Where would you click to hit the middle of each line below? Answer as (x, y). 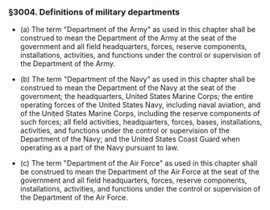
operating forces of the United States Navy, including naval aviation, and (140, 105)
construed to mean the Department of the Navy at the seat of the (128, 88)
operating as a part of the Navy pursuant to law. (99, 148)
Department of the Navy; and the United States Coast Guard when (130, 139)
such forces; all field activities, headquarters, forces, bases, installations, (141, 122)
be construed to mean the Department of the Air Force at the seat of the (139, 172)
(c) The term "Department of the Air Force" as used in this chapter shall (139, 163)
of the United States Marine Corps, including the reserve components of (140, 113)
